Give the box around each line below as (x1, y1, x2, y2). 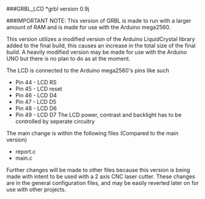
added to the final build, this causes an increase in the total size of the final (6, 42, 196, 49)
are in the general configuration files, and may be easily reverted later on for (6, 179, 199, 186)
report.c (15, 148, 36, 155)
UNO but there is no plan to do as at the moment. (6, 55, 131, 62)
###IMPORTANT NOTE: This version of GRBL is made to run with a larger (6, 17, 191, 24)
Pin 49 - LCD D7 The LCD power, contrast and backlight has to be (15, 111, 182, 118)
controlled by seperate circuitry (15, 118, 95, 125)
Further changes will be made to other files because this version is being (6, 167, 190, 173)
